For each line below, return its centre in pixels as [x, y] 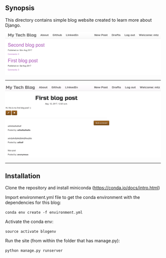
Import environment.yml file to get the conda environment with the [73, 197]
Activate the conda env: [29, 222]
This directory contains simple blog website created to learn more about [79, 20]
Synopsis [20, 8]
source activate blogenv [31, 232]
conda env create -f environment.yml [44, 213]
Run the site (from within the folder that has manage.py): [62, 241]
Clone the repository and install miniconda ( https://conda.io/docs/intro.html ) [83, 188]
